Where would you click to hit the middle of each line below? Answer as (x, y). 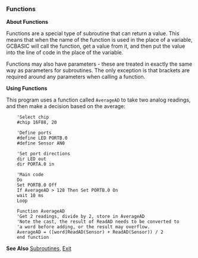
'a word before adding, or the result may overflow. (84, 227)
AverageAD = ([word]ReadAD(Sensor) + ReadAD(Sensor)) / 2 (90, 232)
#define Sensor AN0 (41, 143)
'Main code (30, 175)
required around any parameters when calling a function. (76, 77)
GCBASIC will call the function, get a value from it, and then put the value (96, 46)
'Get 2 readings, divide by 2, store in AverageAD (81, 217)
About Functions (27, 22)
